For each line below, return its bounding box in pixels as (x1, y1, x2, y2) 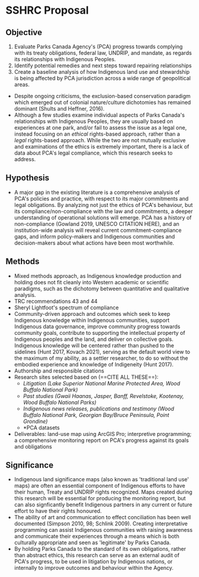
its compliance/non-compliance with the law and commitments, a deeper (14, 208, 193, 215)
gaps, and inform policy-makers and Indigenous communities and (14, 233, 175, 240)
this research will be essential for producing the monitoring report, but (14, 495, 186, 502)
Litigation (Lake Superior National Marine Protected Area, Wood (23, 380, 181, 387)
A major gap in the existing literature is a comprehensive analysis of (14, 189, 180, 196)
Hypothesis (5, 173, 50, 183)
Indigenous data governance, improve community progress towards (14, 322, 181, 330)
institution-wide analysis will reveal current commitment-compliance (14, 227, 182, 234)
